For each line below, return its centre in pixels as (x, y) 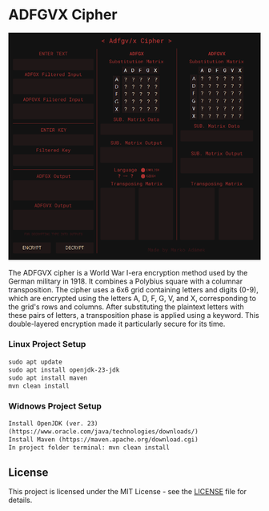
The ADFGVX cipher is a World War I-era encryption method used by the (128, 272)
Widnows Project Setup (55, 406)
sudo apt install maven (48, 378)
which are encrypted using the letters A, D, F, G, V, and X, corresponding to (132, 298)
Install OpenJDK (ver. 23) (53, 424)
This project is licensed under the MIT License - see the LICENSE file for (127, 491)
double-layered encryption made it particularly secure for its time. (117, 324)
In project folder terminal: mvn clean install (89, 448)
